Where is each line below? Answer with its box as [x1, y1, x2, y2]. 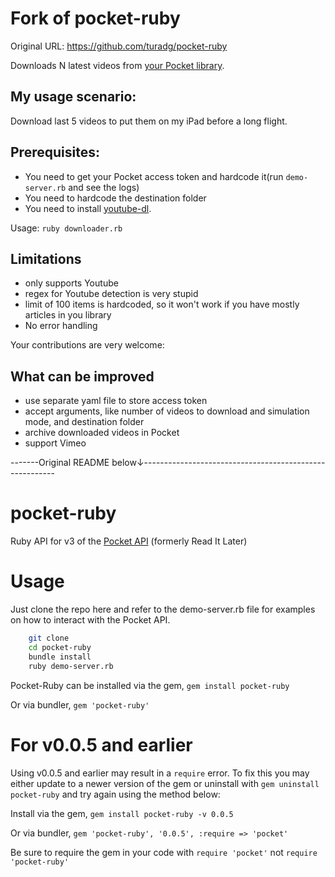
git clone [28, 633, 70, 644]
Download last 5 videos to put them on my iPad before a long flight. [10, 115, 288, 127]
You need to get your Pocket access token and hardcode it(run [24, 170, 284, 182]
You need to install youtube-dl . [24, 202, 152, 214]
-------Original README [10, 457, 110, 469]
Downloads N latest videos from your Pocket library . [10, 59, 225, 71]
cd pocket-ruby [28, 642, 92, 652]
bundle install [28, 652, 92, 662]
